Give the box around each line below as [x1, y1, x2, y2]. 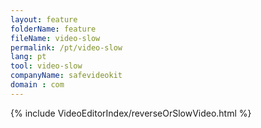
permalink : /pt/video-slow [10, 42, 123, 53]
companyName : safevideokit [10, 71, 123, 81]
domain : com [10, 80, 65, 90]
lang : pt [10, 52, 47, 62]
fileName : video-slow [10, 33, 101, 43]
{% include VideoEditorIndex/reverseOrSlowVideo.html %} [10, 107, 252, 119]
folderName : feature [10, 24, 97, 34]
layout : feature [10, 14, 78, 25]
